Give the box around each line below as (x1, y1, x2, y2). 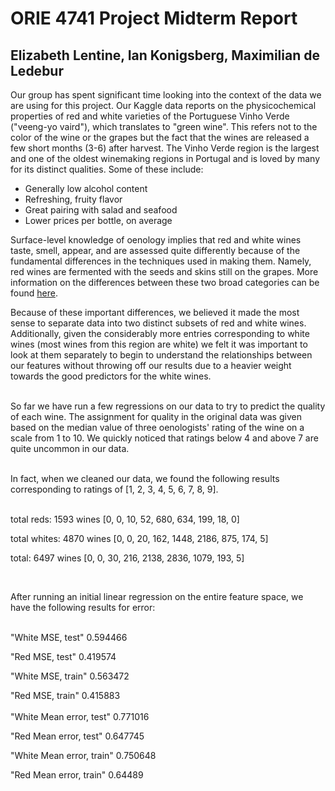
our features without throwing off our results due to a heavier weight (10, 360, 292, 371)
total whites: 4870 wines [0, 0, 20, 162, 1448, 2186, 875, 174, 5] (10, 533, 269, 544)
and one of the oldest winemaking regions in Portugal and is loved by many (10, 153, 321, 164)
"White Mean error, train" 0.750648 (10, 750, 157, 761)
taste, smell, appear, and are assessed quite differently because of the (10, 245, 301, 256)
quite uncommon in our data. (10, 443, 130, 454)
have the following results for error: (10, 602, 156, 613)
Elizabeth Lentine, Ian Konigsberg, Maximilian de (10, 47, 320, 64)
